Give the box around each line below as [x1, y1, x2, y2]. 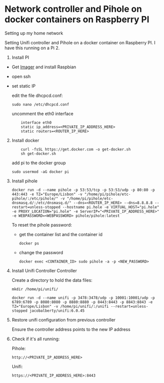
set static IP [11, 83, 36, 89]
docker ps [19, 241, 40, 246]
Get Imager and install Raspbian [11, 64, 77, 70]
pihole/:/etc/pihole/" [11, 196, 58, 201]
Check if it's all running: [11, 336, 60, 342]
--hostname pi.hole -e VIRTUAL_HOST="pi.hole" [62, 205, 160, 209]
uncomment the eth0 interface [11, 111, 74, 117]
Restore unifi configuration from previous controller [11, 317, 116, 323]
